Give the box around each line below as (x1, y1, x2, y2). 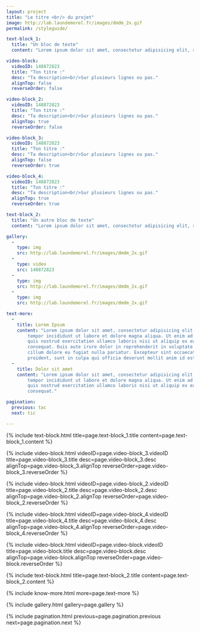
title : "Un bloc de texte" (11, 42, 79, 48)
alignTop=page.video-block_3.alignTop (6, 462, 101, 469)
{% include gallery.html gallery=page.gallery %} (6, 601, 124, 608)
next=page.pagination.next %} (6, 619, 82, 626)
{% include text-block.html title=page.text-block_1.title (6, 431, 139, 438)
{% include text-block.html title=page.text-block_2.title (6, 571, 140, 578)
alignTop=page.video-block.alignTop (6, 553, 96, 561)
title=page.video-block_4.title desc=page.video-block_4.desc (6, 516, 157, 524)
